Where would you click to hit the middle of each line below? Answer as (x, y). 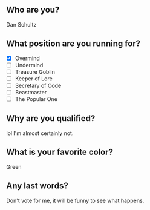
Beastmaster (31, 92)
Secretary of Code (38, 85)
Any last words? (37, 186)
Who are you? (33, 10)
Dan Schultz (21, 24)
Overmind (28, 58)
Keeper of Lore (34, 79)
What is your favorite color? (60, 152)
